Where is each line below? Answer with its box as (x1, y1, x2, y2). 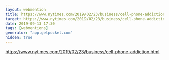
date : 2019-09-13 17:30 (5, 21, 55, 26)
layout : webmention (5, 7, 46, 12)
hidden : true (5, 35, 33, 40)
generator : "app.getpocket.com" (5, 30, 73, 35)
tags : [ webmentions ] (5, 26, 49, 31)
